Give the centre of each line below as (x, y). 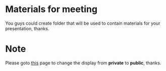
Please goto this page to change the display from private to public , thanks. (83, 63)
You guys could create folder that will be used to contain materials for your (83, 23)
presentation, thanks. (27, 28)
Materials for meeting (51, 9)
